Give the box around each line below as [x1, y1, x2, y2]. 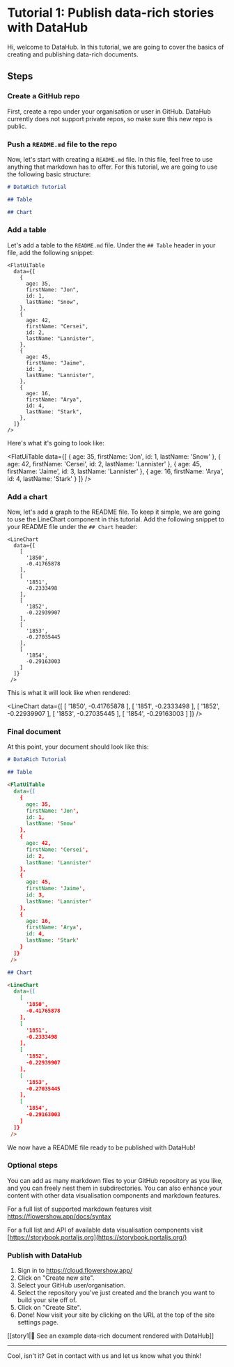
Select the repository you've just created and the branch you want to [17, 1288, 215, 1297]
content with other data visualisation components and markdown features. [7, 1191, 221, 1200]
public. [7, 122, 27, 130]
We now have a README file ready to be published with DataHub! [7, 1143, 196, 1152]
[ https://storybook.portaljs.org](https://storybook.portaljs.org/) [7, 1232, 187, 1242]
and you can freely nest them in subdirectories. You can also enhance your [7, 1184, 223, 1192]
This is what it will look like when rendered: [7, 689, 131, 697]
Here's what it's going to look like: [7, 438, 104, 447]
